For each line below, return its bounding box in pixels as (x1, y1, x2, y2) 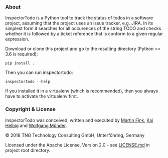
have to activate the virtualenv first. (5, 93, 79, 99)
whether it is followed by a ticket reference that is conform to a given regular (5, 31, 163, 37)
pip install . (5, 61, 35, 66)
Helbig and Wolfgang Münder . (5, 122, 67, 128)
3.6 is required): (5, 51, 38, 57)
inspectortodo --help (5, 79, 51, 84)
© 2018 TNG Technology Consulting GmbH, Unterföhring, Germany (5, 132, 145, 138)
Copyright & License (5, 106, 56, 113)
